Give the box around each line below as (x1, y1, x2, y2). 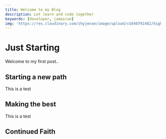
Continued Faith (5, 128, 56, 136)
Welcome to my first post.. (5, 59, 59, 65)
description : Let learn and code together (5, 12, 94, 17)
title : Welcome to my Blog (5, 7, 61, 12)
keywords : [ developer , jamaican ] (5, 16, 74, 21)
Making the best (5, 100, 56, 108)
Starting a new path (5, 72, 67, 81)
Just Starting (5, 42, 60, 53)
